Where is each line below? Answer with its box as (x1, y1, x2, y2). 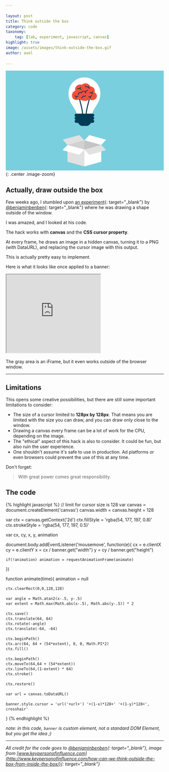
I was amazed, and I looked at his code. (6, 219, 87, 226)
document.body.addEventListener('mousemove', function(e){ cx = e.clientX (6, 541, 161, 547)
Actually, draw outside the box (6, 186, 103, 194)
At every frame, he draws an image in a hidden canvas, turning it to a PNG (6, 239, 159, 245)
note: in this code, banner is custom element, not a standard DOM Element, (6, 725, 160, 731)
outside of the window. (6, 210, 53, 216)
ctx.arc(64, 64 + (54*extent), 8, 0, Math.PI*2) (6, 641, 109, 646)
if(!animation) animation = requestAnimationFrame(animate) (6, 557, 134, 562)
